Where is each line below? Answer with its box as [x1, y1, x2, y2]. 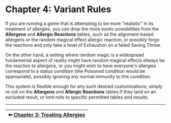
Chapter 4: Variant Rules [5, 4, 111, 15]
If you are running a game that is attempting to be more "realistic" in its [5, 20, 154, 26]
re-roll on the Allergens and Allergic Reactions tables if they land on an [5, 88, 156, 95]
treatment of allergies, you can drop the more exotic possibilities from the [5, 25, 159, 32]
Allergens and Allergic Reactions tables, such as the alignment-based [5, 31, 154, 37]
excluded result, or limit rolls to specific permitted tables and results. [5, 94, 149, 100]
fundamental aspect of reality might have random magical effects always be [5, 57, 165, 63]
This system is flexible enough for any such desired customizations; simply [5, 83, 163, 89]
